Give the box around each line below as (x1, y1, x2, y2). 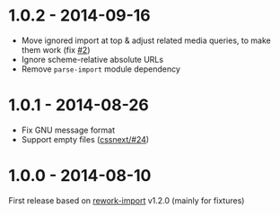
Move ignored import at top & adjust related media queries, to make (21, 35, 271, 46)
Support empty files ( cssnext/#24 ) (21, 133, 150, 144)
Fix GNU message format (21, 125, 116, 135)
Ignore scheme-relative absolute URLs (21, 54, 163, 64)
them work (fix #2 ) (21, 44, 91, 55)
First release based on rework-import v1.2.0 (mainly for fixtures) (8, 194, 245, 206)
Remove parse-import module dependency (21, 64, 181, 74)
